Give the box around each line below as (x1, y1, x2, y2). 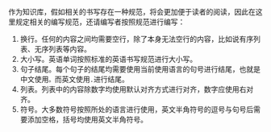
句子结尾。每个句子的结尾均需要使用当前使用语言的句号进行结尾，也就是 (19, 64, 261, 74)
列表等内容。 (48, 44, 91, 54)
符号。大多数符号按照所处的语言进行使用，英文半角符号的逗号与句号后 (19, 105, 254, 114)
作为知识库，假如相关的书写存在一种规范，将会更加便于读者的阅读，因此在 (8, 7, 256, 16)
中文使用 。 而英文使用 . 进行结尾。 (19, 75, 129, 84)
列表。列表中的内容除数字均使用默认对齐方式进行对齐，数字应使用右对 (19, 85, 254, 94)
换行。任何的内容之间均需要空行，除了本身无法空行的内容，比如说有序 (19, 35, 254, 43)
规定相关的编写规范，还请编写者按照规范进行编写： (15, 17, 186, 27)
